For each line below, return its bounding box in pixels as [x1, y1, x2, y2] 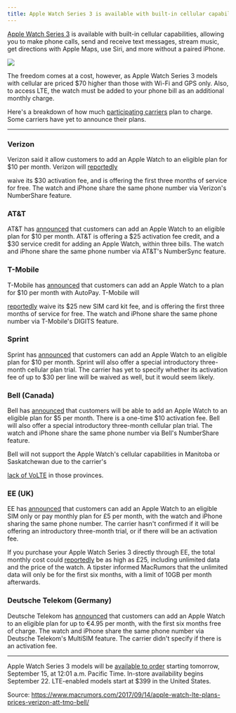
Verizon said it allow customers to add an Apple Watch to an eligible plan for [7, 155, 228, 163]
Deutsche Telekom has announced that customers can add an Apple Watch [7, 612, 225, 620]
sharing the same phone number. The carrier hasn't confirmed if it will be [7, 519, 219, 528]
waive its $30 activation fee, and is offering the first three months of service [7, 176, 227, 184]
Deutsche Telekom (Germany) [7, 595, 112, 605]
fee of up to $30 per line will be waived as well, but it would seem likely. [7, 372, 216, 381]
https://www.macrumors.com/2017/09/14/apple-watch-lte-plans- [31, 690, 221, 699]
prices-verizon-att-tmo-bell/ [7, 698, 89, 706]
